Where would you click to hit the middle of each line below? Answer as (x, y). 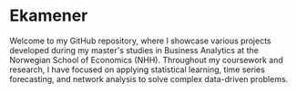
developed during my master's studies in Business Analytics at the (134, 50)
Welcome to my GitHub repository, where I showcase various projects (140, 41)
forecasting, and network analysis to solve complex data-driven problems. (149, 79)
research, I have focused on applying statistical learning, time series (138, 70)
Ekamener (49, 16)
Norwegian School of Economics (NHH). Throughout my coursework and (147, 60)
